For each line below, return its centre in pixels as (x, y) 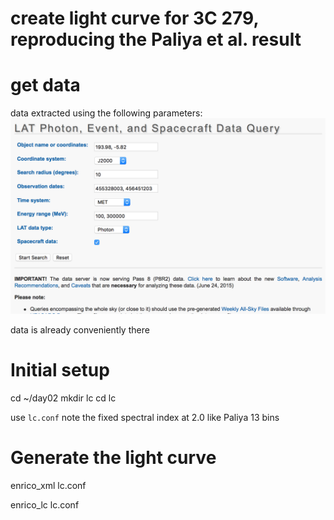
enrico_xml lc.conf (48, 486)
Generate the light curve (113, 458)
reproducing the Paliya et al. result (156, 39)
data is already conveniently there (80, 330)
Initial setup (60, 370)
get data (45, 85)
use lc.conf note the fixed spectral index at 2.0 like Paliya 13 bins (145, 418)
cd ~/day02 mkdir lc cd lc (63, 398)
